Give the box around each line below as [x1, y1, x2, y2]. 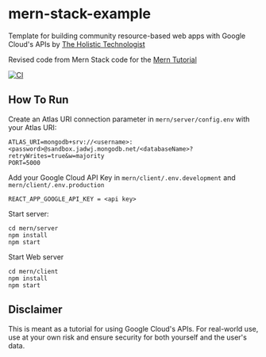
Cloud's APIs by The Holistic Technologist [8, 39, 145, 48]
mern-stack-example [8, 5, 151, 23]
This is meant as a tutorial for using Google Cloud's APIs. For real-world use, [8, 324, 259, 333]
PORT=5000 [8, 159, 41, 167]
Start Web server [8, 251, 64, 262]
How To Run [8, 93, 69, 107]
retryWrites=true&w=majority [8, 152, 105, 159]
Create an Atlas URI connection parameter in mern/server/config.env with [8, 114, 250, 124]
